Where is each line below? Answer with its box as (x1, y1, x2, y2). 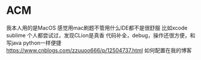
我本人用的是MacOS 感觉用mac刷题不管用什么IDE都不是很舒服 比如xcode (6, 24, 188, 31)
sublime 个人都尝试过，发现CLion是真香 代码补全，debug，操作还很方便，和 (6, 31, 196, 39)
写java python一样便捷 (6, 39, 62, 46)
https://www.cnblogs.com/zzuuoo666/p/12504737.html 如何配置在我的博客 (6, 46, 192, 54)
